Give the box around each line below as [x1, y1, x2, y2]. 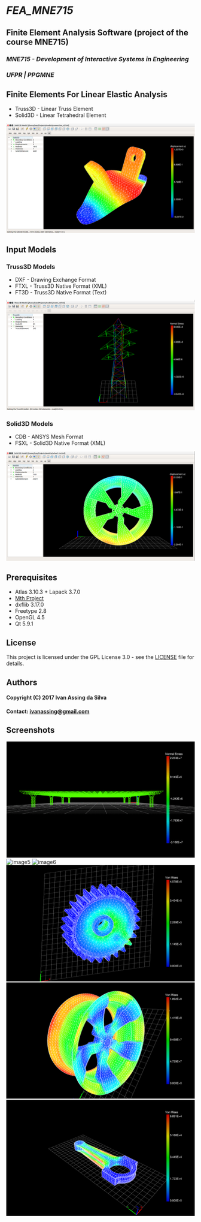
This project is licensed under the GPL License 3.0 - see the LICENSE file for [6, 654, 194, 661]
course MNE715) [6, 37, 69, 47]
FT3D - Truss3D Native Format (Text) [14, 289, 107, 296]
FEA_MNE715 [6, 4, 74, 17]
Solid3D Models [6, 419, 54, 428]
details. [6, 660, 25, 667]
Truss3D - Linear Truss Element [14, 106, 94, 113]
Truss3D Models [6, 262, 56, 270]
